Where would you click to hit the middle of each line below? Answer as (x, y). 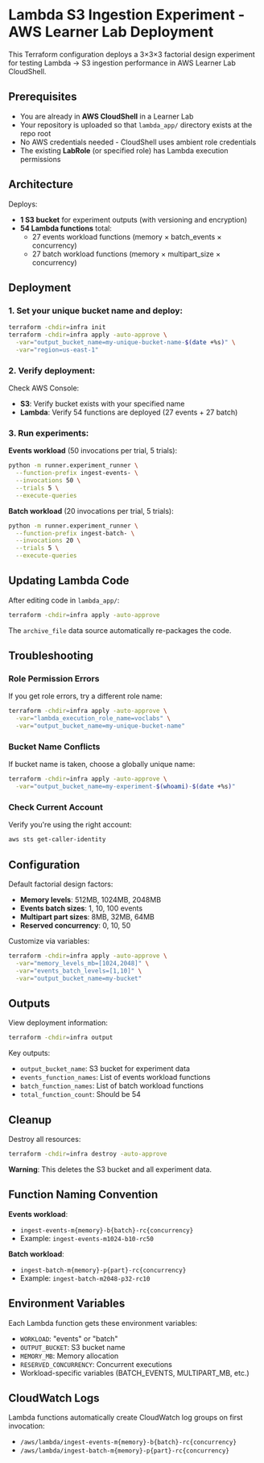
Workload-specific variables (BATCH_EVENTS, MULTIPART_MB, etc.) (134, 1373)
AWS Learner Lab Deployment (111, 32)
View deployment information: (58, 1023)
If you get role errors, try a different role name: (85, 696)
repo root (35, 133)
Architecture (41, 184)
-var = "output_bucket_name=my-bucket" (79, 978)
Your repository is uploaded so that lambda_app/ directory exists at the (136, 125)
